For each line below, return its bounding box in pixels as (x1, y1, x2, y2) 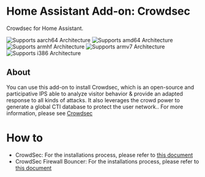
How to (6, 130, 43, 145)
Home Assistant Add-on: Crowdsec (6, 4, 191, 18)
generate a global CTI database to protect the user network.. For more (6, 103, 184, 110)
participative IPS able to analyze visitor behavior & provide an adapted (6, 90, 184, 97)
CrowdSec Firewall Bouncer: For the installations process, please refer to (15, 157, 199, 165)
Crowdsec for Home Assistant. (6, 24, 84, 32)
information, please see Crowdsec (6, 109, 93, 117)
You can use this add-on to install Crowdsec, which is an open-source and (6, 83, 195, 91)
